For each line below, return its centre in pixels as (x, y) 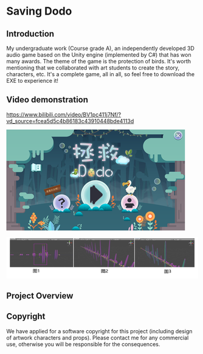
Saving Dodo (39, 11)
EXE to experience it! (33, 81)
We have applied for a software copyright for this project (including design (99, 331)
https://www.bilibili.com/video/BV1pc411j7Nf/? (64, 115)
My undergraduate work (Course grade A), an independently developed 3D (100, 48)
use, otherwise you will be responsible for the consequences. (83, 344)
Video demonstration (47, 100)
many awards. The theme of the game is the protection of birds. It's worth (99, 61)
